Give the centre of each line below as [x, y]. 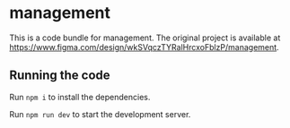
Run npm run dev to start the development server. [100, 114]
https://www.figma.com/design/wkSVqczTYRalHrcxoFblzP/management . [145, 47]
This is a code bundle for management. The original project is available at [145, 38]
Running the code [60, 76]
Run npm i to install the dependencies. [80, 97]
